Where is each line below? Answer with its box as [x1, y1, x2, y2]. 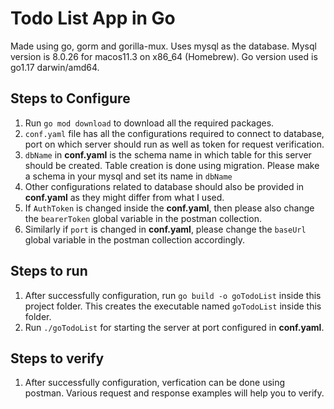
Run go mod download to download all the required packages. [24, 117, 275, 129]
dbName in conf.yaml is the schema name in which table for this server [24, 148, 312, 161]
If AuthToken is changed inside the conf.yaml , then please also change [24, 202, 315, 214]
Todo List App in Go [10, 7, 176, 30]
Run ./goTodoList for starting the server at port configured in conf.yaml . [24, 321, 325, 333]
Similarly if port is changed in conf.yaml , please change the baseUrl [24, 223, 307, 235]
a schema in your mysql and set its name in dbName [24, 170, 233, 182]
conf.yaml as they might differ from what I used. [24, 191, 225, 203]
